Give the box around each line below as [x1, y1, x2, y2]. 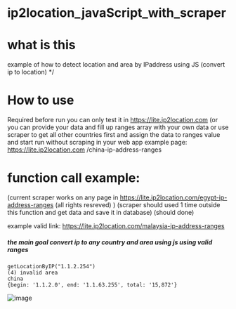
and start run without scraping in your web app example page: [7, 138, 188, 147]
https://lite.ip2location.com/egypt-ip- [119, 193, 228, 202]
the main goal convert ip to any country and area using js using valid [7, 237, 213, 246]
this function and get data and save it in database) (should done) [7, 209, 195, 216]
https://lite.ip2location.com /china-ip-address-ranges [7, 145, 162, 154]
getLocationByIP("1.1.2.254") [7, 263, 96, 270]
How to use [7, 93, 74, 108]
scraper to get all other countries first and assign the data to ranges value [7, 131, 221, 139]
